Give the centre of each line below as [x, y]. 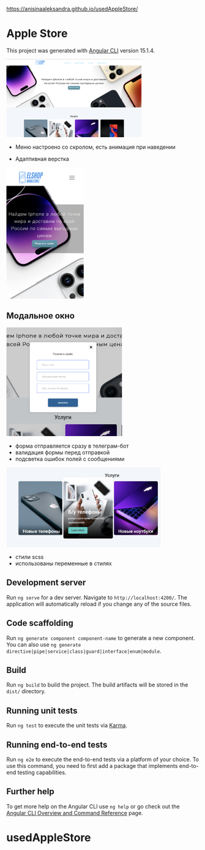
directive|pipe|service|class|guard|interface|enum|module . [84, 651]
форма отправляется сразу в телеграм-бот [72, 446]
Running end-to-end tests [57, 744]
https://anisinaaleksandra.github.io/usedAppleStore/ [72, 9]
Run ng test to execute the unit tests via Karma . [67, 726]
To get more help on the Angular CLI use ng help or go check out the [93, 806]
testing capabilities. [42, 772]
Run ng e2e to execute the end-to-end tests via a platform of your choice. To [103, 759]
